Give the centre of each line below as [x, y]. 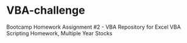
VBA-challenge [46, 10]
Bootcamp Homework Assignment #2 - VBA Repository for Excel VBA [94, 27]
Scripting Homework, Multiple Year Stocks [59, 33]
